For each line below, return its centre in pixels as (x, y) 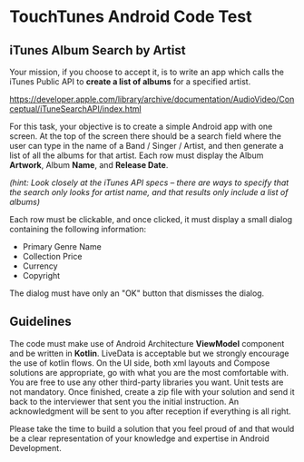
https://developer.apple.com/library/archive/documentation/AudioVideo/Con (152, 99)
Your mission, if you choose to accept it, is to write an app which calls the (147, 72)
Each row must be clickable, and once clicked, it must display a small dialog (151, 219)
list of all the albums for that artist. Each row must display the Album (137, 155)
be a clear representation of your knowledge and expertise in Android (139, 438)
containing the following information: (78, 229)
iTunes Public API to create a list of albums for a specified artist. (130, 82)
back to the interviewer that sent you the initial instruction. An (124, 401)
